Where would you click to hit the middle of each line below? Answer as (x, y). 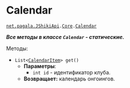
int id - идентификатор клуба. (72, 72)
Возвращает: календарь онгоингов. (69, 79)
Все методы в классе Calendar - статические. (65, 37)
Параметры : (40, 66)
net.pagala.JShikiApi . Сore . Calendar (51, 26)
